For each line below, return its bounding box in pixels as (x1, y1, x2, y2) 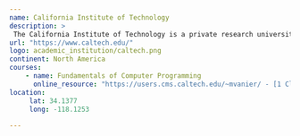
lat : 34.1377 (29, 96, 78, 106)
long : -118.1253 (29, 105, 90, 114)
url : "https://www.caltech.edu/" (9, 38, 134, 47)
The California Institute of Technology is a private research (12, 30, 254, 38)
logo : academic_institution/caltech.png (9, 47, 162, 55)
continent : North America (9, 55, 105, 64)
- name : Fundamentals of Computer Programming (25, 72, 202, 81)
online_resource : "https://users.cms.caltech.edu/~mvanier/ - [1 (32, 80, 281, 89)
